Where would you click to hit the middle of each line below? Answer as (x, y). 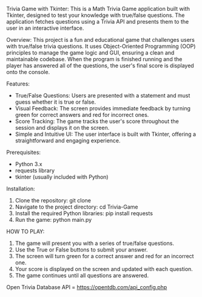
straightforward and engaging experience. (68, 141)
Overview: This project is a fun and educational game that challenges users (101, 40)
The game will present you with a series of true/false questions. (95, 243)
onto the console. (28, 72)
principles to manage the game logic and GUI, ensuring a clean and (90, 53)
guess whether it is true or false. (55, 102)
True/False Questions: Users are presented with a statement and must (103, 95)
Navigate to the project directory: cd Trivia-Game (76, 207)
